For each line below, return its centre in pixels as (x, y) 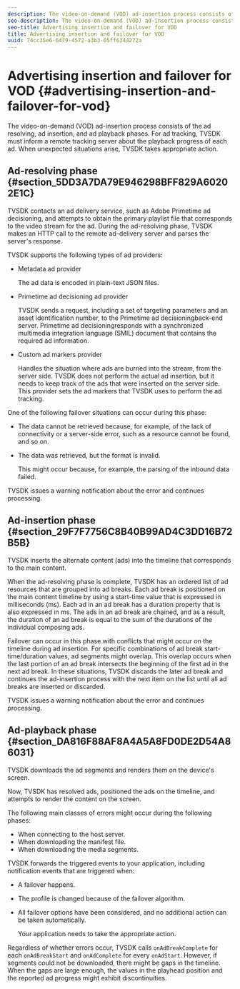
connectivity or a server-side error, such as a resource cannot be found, (124, 433)
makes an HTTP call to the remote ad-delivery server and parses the (108, 234)
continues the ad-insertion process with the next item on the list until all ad (117, 678)
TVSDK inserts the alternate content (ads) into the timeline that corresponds (119, 560)
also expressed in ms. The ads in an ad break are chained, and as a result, (116, 612)
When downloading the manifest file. (72, 842)
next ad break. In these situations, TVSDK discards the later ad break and (115, 671)
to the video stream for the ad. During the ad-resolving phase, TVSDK (110, 226)
